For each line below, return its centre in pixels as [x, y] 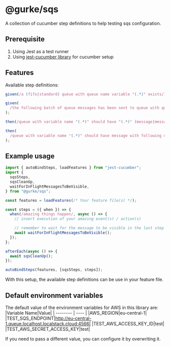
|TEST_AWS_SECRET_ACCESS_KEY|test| [48, 329]
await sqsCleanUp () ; [31, 256]
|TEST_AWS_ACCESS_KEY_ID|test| [128, 323]
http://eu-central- [73, 318]
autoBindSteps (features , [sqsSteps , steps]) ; [54, 270]
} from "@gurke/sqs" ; [28, 191]
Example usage [30, 156]
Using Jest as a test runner [41, 51]
